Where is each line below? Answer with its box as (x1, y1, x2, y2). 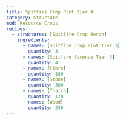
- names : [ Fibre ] (22, 65, 67, 72)
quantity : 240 (28, 104, 64, 111)
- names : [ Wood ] (22, 99, 64, 105)
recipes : (6, 25, 28, 32)
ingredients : (17, 37, 50, 43)
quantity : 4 (28, 59, 59, 65)
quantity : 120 (28, 93, 64, 99)
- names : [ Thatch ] (22, 88, 69, 94)
